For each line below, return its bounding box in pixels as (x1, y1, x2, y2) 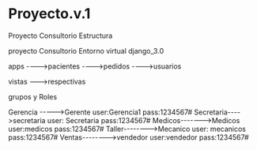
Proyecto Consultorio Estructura (8, 31, 113, 40)
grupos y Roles (8, 92, 58, 101)
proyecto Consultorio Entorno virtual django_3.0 (8, 46, 164, 55)
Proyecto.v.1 (8, 5, 91, 23)
